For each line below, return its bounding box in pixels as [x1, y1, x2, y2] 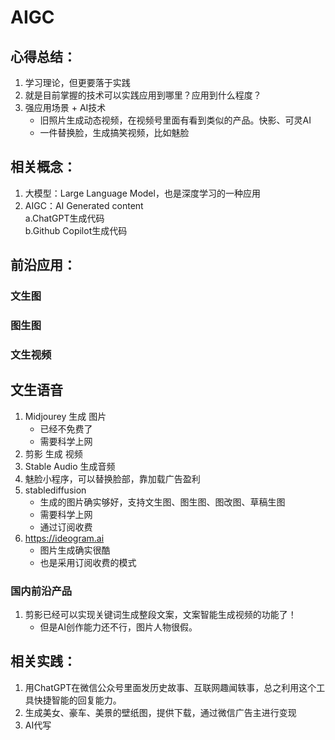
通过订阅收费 [39, 521, 93, 533]
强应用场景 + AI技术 [24, 102, 107, 113]
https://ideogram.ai [24, 532, 105, 544]
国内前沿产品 [10, 584, 73, 598]
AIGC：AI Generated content [24, 199, 144, 211]
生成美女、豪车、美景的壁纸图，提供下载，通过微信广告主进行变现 [24, 706, 297, 718]
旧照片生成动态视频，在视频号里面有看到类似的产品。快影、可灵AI [39, 114, 312, 126]
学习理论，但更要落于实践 [24, 77, 131, 88]
